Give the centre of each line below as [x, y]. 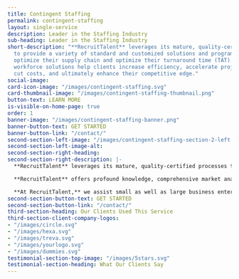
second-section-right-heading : [54, 153]
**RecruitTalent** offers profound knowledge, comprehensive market [117, 179]
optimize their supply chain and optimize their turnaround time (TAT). [124, 60]
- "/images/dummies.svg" [44, 251]
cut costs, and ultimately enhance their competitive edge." [106, 73]
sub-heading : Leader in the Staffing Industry [78, 41]
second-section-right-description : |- [65, 160]
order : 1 [20, 113]
